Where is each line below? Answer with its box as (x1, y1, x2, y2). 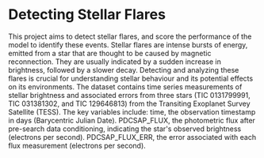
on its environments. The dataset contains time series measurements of (8, 81, 243, 92)
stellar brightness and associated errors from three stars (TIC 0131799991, (8, 90, 251, 100)
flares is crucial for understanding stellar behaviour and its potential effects (8, 73, 254, 83)
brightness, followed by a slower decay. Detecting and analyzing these (8, 65, 239, 74)
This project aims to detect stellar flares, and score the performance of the (8, 32, 252, 41)
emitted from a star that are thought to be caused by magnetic (8, 48, 212, 58)
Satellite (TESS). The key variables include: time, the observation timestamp (8, 107, 256, 116)
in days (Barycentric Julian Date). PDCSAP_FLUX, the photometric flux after (8, 115, 256, 125)
